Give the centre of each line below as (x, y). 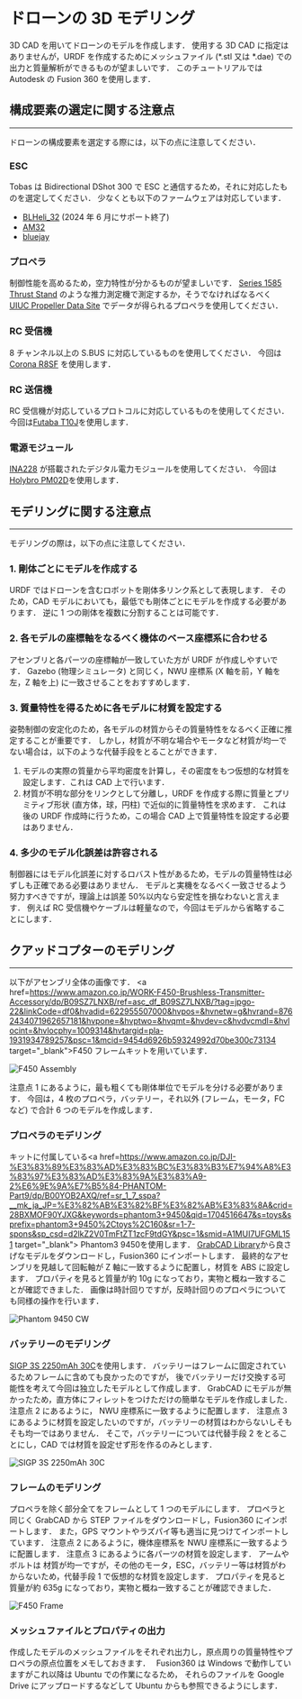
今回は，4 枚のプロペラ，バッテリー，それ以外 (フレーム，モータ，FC (156, 1099)
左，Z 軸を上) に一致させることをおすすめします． (102, 682)
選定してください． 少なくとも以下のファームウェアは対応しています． (155, 198)
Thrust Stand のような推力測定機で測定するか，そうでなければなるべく (141, 295)
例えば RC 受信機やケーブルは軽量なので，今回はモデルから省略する (152, 908)
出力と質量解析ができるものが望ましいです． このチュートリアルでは (136, 68)
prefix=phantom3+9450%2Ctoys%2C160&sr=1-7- (102, 1224)
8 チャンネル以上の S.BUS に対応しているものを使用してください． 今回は (146, 352)
